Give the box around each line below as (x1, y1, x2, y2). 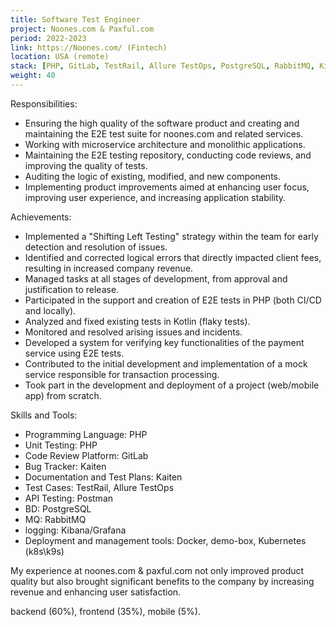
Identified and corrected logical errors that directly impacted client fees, (24, 251, 322, 263)
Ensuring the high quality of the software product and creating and (24, 117, 300, 129)
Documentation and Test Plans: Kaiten (24, 471, 183, 483)
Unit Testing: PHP (24, 439, 98, 451)
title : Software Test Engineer (10, 14, 141, 25)
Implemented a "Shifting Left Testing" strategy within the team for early (24, 230, 319, 242)
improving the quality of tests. (24, 159, 148, 171)
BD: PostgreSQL (24, 502, 92, 515)
